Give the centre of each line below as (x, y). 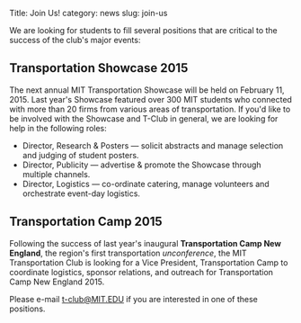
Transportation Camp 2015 (86, 222)
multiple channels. (56, 174)
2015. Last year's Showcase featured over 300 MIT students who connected (150, 99)
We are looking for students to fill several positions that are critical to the (144, 30)
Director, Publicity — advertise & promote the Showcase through (142, 165)
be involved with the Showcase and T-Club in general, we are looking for (144, 118)
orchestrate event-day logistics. (81, 193)
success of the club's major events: (75, 40)
